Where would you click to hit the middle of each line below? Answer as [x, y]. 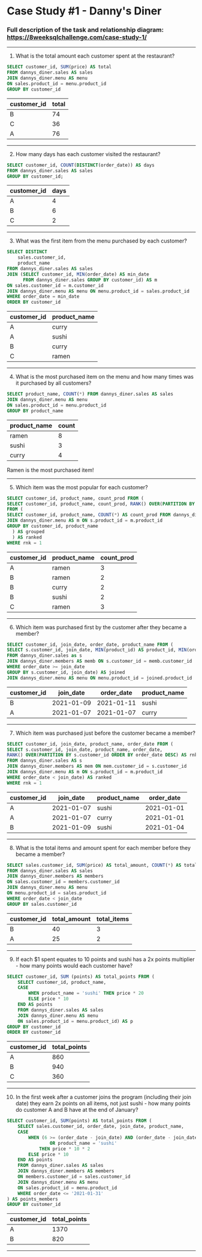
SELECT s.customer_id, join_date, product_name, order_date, [85, 749]
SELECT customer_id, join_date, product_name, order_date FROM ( [90, 744]
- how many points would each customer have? [74, 965]
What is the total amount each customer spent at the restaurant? [95, 56]
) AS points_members [33, 1199]
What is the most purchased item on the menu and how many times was [105, 377]
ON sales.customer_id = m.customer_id [55, 285]
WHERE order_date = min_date [43, 297]
